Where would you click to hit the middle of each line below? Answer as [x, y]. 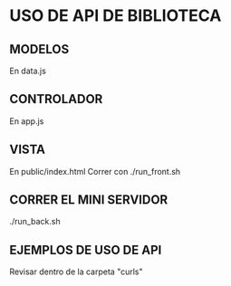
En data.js [28, 71]
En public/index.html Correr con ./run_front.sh [95, 171]
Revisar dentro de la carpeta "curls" [76, 272]
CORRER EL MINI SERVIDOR [89, 200]
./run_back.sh [35, 222]
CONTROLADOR [56, 99]
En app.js [27, 121]
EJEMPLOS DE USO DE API [86, 250]
